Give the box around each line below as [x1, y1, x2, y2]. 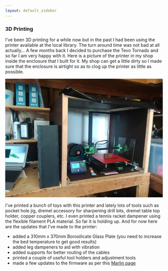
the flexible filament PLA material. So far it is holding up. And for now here [5, 218, 157, 224]
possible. [5, 68, 24, 75]
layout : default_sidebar [5, 8, 57, 13]
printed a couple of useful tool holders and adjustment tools [12, 254, 136, 260]
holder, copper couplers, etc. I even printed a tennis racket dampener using [5, 213, 161, 219]
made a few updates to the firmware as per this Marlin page [12, 260, 136, 266]
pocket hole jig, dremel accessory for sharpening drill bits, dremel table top [5, 207, 160, 213]
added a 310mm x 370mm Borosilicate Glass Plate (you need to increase [12, 233, 161, 239]
